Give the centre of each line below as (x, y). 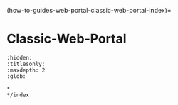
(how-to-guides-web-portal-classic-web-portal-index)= (89, 10)
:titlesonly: (26, 64)
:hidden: (20, 57)
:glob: (16, 76)
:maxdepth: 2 (26, 70)
